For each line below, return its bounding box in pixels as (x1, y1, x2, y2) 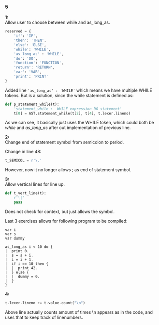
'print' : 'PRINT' (14, 74, 49, 79)
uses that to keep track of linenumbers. (5, 314, 83, 320)
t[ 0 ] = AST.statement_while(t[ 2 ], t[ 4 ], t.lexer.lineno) (14, 111, 131, 116)
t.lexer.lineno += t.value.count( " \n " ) (5, 300, 86, 305)
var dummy (5, 236, 25, 241)
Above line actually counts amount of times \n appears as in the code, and (5, 309, 153, 315)
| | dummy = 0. (5, 274, 40, 279)
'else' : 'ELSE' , (14, 42, 47, 47)
